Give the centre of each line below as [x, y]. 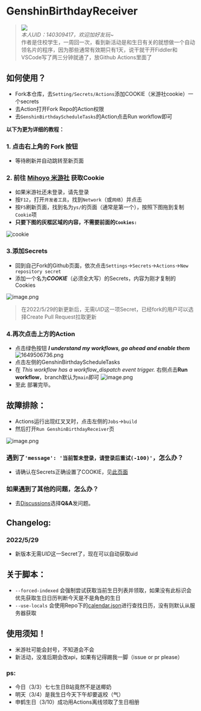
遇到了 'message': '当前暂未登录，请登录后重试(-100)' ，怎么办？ [95, 458]
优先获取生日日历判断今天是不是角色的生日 [68, 598]
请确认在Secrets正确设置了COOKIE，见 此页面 [71, 472]
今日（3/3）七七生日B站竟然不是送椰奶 [63, 687]
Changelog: [29, 522]
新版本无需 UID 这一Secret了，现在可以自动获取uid [76, 554]
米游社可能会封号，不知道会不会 [54, 649]
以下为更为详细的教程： [35, 129]
